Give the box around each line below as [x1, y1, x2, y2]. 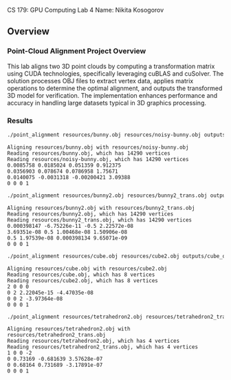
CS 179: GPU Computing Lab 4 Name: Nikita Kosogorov [7, 6, 164, 14]
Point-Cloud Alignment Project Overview [7, 46, 146, 56]
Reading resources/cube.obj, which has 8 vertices [7, 271, 155, 278]
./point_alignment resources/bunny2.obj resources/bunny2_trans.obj [7, 192, 208, 199]
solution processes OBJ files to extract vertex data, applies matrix [7, 76, 194, 85]
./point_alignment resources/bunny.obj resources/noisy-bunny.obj [7, 131, 201, 138]
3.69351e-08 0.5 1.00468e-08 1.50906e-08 [7, 229, 128, 235]
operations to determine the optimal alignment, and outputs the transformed [7, 84, 223, 92]
